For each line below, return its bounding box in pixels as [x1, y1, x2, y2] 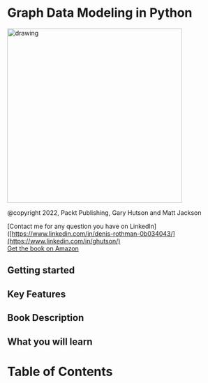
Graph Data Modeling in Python [7, 5, 193, 21]
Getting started [7, 264, 75, 276]
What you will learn [7, 336, 93, 347]
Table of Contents [7, 363, 113, 380]
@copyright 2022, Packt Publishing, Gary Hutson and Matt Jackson [7, 208, 202, 217]
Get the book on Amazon [7, 244, 79, 253]
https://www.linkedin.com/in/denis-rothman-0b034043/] [11, 229, 176, 238]
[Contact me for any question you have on [7, 222, 128, 230]
